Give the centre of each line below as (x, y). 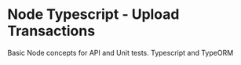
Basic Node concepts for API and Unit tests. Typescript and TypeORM (120, 52)
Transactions (51, 31)
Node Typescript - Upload (93, 14)
